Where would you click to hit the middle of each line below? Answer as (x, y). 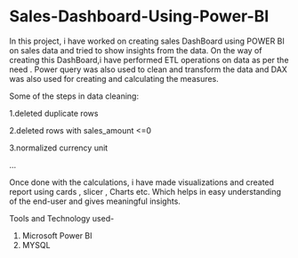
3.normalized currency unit (59, 148)
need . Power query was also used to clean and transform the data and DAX (148, 69)
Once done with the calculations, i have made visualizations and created (141, 182)
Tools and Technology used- (62, 218)
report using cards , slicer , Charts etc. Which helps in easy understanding (145, 191)
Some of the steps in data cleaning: (74, 96)
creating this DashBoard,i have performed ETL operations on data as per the (149, 60)
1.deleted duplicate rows (54, 113)
